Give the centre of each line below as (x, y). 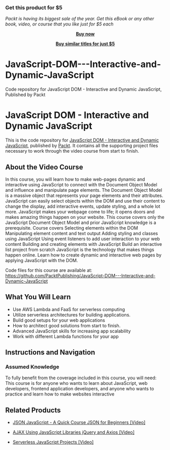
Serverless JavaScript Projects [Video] (53, 442)
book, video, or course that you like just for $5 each (59, 24)
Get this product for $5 (34, 8)
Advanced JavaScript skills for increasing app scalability (72, 331)
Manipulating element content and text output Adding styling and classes (82, 233)
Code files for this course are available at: (49, 270)
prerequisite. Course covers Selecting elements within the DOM (72, 228)
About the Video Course (44, 167)
